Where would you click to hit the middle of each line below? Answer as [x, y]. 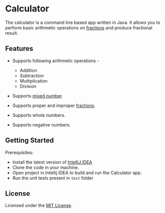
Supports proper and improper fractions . [54, 106]
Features [19, 49]
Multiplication [34, 81]
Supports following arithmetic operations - [56, 61]
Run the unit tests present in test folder [53, 178]
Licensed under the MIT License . [39, 206]
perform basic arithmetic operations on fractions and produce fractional [79, 27]
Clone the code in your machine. [46, 167]
